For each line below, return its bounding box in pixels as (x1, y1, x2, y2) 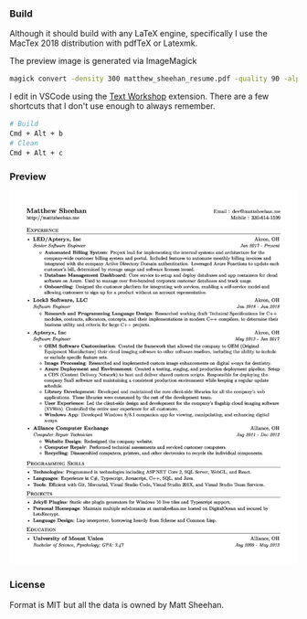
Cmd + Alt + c (9, 148, 64, 157)
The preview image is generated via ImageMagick (9, 56, 197, 67)
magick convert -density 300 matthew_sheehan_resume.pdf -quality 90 (9, 74, 281, 84)
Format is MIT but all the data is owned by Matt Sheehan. (9, 599, 225, 610)
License (9, 579, 46, 592)
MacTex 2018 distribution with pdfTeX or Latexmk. (9, 37, 198, 48)
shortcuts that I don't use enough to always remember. (9, 101, 216, 112)
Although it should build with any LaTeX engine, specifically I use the (9, 28, 268, 39)
